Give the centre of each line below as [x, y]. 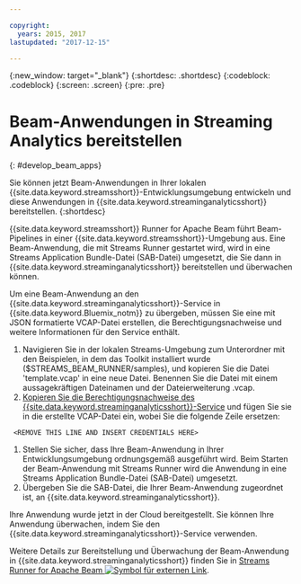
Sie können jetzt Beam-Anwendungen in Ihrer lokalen [108, 183]
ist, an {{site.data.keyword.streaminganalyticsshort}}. [121, 497]
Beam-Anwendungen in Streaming [141, 121]
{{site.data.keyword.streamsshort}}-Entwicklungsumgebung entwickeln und [150, 192]
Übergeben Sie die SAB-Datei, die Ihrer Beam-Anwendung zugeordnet [153, 488]
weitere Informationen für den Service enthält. [95, 332]
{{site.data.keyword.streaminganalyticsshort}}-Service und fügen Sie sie [157, 407]
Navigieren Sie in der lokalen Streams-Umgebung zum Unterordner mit [154, 350]
